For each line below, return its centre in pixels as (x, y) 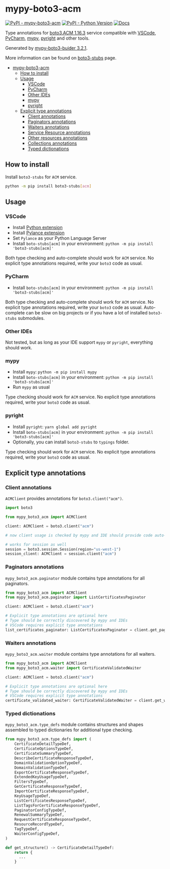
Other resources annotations (57, 138)
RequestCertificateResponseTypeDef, (53, 820)
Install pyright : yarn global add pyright (55, 427)
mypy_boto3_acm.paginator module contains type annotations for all (75, 578)
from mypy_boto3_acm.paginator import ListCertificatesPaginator (75, 597)
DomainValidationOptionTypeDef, (48, 763)
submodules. (31, 318)
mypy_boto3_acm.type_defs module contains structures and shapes (74, 725)
